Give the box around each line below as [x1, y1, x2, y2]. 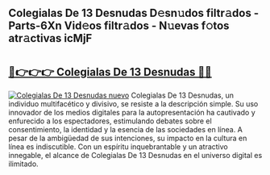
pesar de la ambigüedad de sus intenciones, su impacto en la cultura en [8, 133, 247, 143]
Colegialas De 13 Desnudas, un [131, 90, 235, 100]
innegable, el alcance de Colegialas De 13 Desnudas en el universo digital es [8, 151, 263, 160]
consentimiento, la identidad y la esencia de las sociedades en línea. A [8, 125, 243, 134]
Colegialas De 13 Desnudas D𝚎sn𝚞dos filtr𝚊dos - [8, 6, 260, 20]
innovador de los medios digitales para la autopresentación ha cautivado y [8, 108, 255, 117]
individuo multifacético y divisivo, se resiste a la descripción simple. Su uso [8, 99, 259, 108]
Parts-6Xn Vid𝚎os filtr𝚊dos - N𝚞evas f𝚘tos [8, 19, 230, 33]
